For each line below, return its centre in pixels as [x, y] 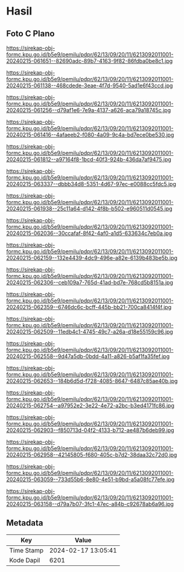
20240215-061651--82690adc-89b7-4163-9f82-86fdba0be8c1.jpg [90, 61]
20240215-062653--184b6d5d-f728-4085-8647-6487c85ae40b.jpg [92, 381]
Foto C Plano [30, 34]
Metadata [25, 523]
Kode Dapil [25, 560]
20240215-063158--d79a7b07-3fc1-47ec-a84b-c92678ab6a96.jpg [90, 504]
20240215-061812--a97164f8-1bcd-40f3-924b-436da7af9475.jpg [89, 159]
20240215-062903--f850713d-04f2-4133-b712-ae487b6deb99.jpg [90, 430]
